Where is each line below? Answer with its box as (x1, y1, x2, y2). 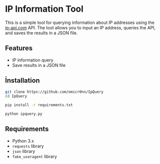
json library (12, 148, 36, 154)
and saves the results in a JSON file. (5, 30, 78, 36)
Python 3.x (12, 138, 34, 143)
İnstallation (5, 77, 40, 85)
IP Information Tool (5, 3, 84, 15)
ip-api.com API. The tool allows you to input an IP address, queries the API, (5, 24, 156, 30)
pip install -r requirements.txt (5, 102, 73, 108)
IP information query (12, 57, 54, 63)
